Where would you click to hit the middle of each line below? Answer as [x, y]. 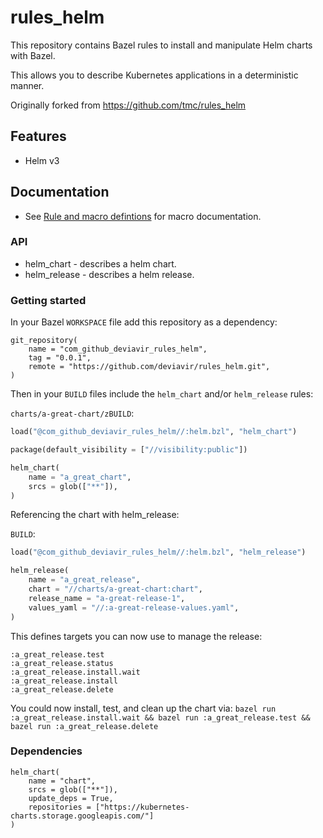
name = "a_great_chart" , [80, 477]
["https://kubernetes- [142, 807]
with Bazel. [33, 55]
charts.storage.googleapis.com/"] [82, 816]
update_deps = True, [71, 798]
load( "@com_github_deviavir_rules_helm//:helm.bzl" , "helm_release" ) [158, 552]
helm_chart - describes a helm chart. [100, 263]
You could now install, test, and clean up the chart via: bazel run [143, 708]
